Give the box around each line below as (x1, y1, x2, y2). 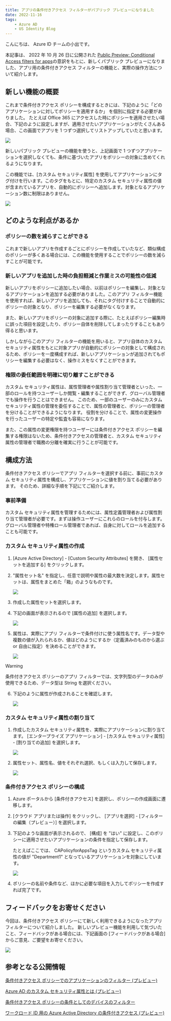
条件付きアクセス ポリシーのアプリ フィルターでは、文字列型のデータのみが (5, 673, 164, 679)
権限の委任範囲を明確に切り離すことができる (5, 371, 115, 378)
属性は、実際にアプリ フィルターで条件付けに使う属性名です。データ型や (12, 630, 165, 636)
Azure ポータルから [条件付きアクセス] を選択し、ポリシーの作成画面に (12, 796, 161, 802)
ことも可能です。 (5, 529, 41, 535)
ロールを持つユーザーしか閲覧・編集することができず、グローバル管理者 (14, 390, 165, 397)
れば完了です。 (12, 887, 44, 893)
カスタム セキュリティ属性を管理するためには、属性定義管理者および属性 (5, 509, 158, 515)
